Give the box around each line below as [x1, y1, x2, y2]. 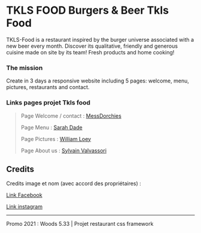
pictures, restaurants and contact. [6, 84, 90, 91]
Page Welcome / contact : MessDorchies [20, 112, 121, 119]
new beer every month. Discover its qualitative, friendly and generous [6, 42, 178, 50]
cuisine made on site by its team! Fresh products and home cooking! [6, 48, 175, 56]
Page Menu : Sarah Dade [20, 124, 83, 131]
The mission [6, 63, 43, 72]
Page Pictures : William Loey [20, 135, 92, 142]
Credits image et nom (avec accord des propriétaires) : [6, 180, 142, 187]
